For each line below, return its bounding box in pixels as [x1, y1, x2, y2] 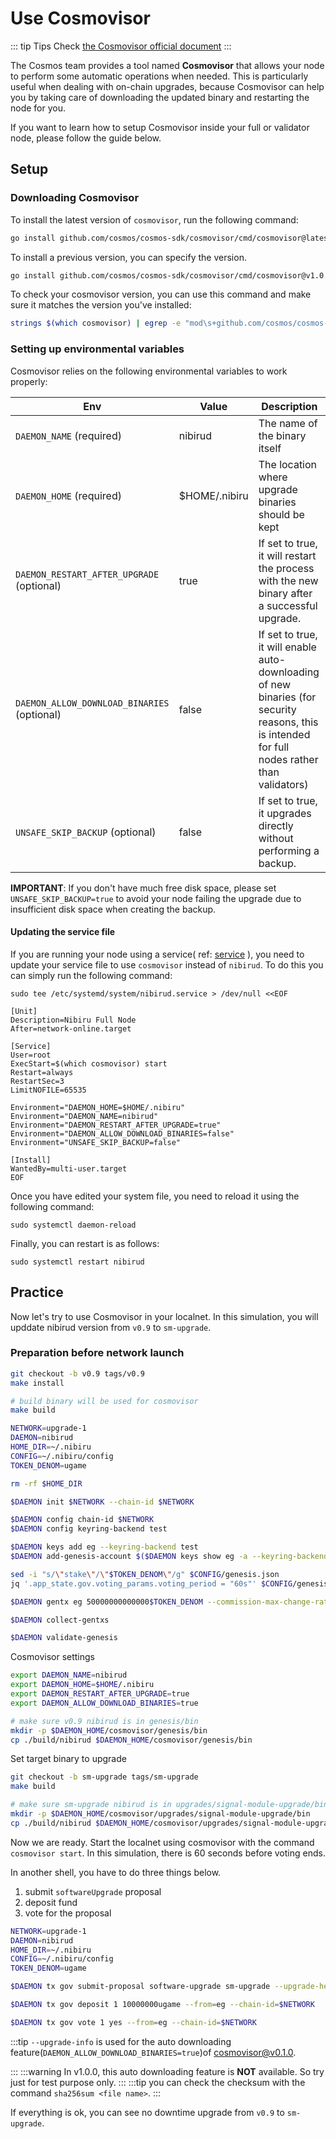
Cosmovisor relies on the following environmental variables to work [10, 365, 288, 377]
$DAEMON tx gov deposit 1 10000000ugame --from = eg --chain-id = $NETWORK [10, 2000, 315, 2010]
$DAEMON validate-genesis [10, 1633, 118, 1643]
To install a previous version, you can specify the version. [10, 251, 247, 263]
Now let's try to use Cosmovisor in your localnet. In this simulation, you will [10, 1310, 319, 1322]
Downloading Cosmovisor [10, 191, 140, 205]
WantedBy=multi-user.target [10, 1163, 128, 1174]
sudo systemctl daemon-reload [10, 1220, 137, 1230]
